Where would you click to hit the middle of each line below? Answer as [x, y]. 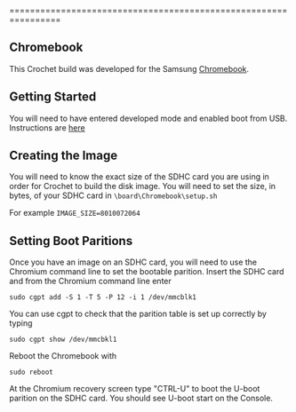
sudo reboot [31, 372]
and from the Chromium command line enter [90, 281]
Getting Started [53, 97]
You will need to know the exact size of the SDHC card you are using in [139, 177]
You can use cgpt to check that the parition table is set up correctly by [138, 314]
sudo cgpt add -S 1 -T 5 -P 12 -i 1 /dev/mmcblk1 [103, 297]
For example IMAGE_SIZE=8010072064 [75, 213]
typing [21, 323]
